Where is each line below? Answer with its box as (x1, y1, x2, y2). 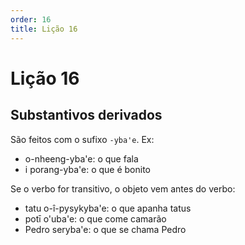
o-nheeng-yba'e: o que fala (24, 152, 139, 165)
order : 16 (10, 14, 52, 25)
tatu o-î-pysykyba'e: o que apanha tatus (24, 202, 192, 214)
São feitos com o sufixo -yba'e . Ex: (10, 133, 155, 145)
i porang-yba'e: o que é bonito (24, 163, 152, 175)
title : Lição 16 (10, 24, 78, 34)
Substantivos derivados (10, 107, 163, 124)
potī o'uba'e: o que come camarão (24, 212, 167, 225)
